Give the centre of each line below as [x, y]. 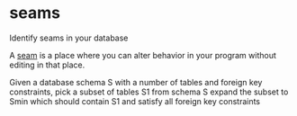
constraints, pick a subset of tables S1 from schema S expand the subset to [149, 92]
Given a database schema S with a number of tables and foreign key [136, 82]
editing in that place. [47, 65]
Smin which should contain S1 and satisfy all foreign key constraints [135, 101]
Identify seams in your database [69, 38]
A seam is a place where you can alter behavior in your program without [143, 55]
